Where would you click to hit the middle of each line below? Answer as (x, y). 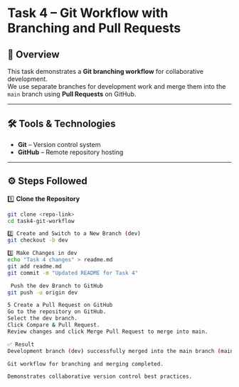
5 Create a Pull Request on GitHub (60, 305)
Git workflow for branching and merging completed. (85, 364)
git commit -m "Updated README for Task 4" (73, 273)
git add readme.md (34, 266)
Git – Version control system (59, 144)
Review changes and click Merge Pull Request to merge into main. (108, 332)
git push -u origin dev (43, 293)
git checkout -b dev (38, 240)
